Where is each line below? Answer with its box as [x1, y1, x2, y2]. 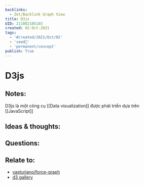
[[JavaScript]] [5, 108, 34, 114]
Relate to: [5, 156, 36, 164]
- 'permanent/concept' [9, 44, 56, 49]
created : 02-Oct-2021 [5, 26, 50, 31]
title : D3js [5, 16, 30, 21]
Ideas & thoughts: [5, 122, 61, 131]
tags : [5, 30, 16, 35]
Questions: [5, 139, 40, 147]
